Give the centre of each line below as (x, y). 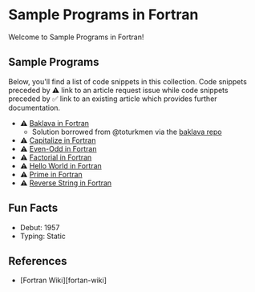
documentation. (34, 107)
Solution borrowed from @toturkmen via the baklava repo (127, 132)
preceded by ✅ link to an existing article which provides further (113, 99)
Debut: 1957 (40, 227)
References (38, 261)
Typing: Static (43, 236)
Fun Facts (33, 208)
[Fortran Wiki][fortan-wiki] (63, 280)
